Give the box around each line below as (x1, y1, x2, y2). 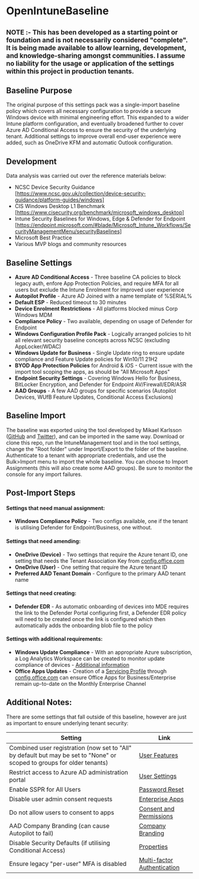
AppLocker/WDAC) (14, 343, 62, 350)
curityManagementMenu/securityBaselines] (14, 228, 122, 235)
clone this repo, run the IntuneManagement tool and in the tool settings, (6, 439, 181, 446)
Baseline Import (6, 411, 66, 421)
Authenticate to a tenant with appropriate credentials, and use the (6, 452, 166, 459)
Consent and (139, 804, 175, 812)
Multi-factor (139, 856, 174, 864)
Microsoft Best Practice (14, 234, 72, 241)
